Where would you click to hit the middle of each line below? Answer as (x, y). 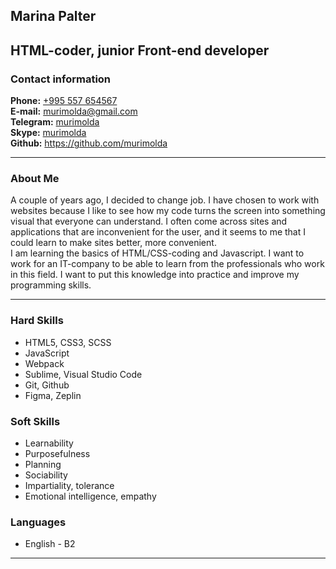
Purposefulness (57, 453)
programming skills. (51, 285)
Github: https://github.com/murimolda (89, 143)
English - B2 (50, 544)
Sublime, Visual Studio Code (83, 374)
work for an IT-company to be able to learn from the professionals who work (167, 264)
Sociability (46, 475)
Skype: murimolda (48, 133)
